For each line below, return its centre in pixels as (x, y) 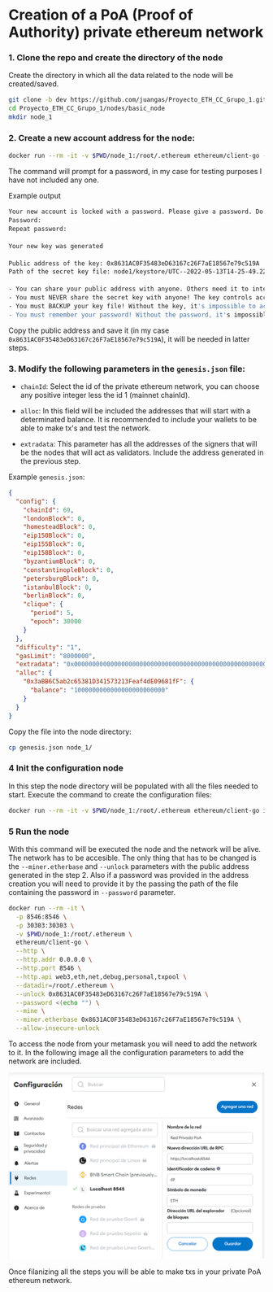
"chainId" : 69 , (49, 510)
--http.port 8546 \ (49, 969)
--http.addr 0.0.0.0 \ (54, 960)
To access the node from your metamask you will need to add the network (133, 1044)
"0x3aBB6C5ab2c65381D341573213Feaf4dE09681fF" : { (109, 682)
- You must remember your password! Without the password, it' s (119, 315)
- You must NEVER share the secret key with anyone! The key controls (130, 298)
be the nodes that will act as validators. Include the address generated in (142, 452)
